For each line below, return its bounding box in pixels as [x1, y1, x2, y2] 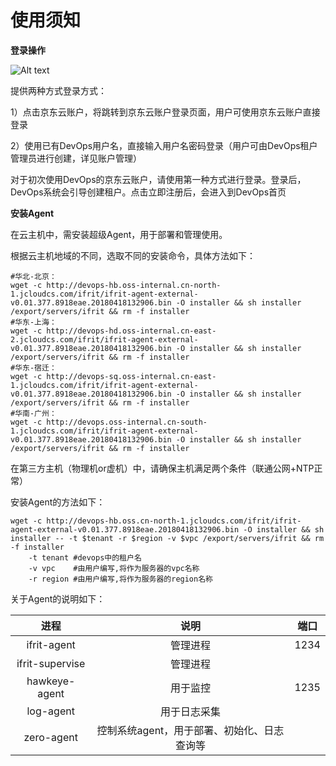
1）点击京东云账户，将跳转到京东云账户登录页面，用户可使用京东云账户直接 [10, 106, 321, 118]
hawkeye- [26, 674, 76, 688]
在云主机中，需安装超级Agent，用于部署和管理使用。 [10, 228, 228, 240]
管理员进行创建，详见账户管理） [10, 152, 142, 164]
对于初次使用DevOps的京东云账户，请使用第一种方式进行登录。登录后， [10, 173, 307, 185]
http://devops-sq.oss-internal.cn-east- [46, 371, 217, 381]
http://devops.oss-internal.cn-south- [46, 417, 208, 427]
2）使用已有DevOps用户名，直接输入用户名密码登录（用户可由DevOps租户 [10, 139, 318, 151]
